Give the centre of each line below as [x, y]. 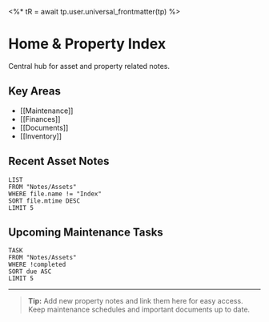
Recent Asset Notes [59, 161]
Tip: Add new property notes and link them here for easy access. [135, 301]
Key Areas [35, 91]
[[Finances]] [40, 119]
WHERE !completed [37, 265]
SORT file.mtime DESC [44, 201]
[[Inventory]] [41, 136]
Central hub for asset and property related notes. [89, 66]
